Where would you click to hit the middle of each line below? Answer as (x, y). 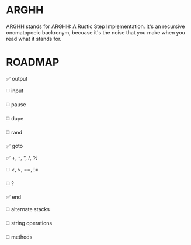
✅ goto (15, 146)
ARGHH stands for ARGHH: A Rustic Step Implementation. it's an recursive (95, 26)
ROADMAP (33, 63)
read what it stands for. (34, 39)
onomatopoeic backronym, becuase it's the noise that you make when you (96, 32)
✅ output (17, 78)
